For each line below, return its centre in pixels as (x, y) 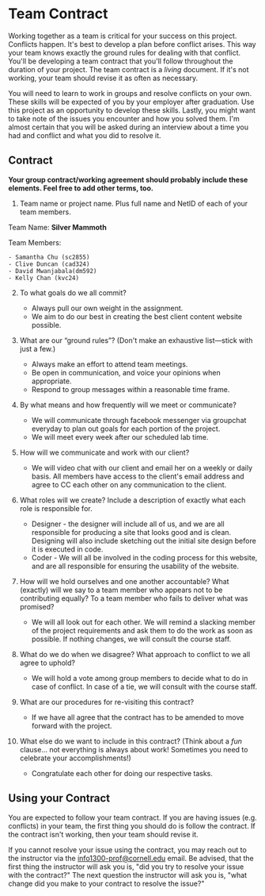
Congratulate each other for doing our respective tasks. (122, 773)
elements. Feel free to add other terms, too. (81, 188)
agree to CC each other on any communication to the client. (129, 484)
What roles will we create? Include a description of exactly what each (132, 500)
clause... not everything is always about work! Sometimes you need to (134, 749)
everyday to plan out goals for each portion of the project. (126, 429)
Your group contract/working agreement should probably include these (128, 179)
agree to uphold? (47, 663)
